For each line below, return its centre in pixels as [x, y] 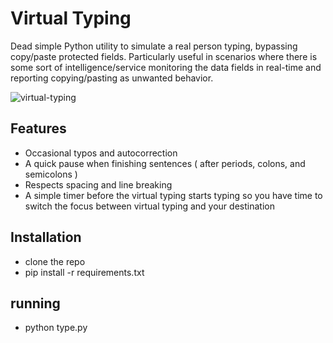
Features [38, 128]
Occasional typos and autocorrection [101, 153]
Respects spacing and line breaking [98, 184]
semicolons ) [51, 174]
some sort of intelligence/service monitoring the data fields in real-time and [166, 67]
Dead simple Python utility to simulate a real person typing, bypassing [154, 46]
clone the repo [55, 261]
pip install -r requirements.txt [84, 272]
